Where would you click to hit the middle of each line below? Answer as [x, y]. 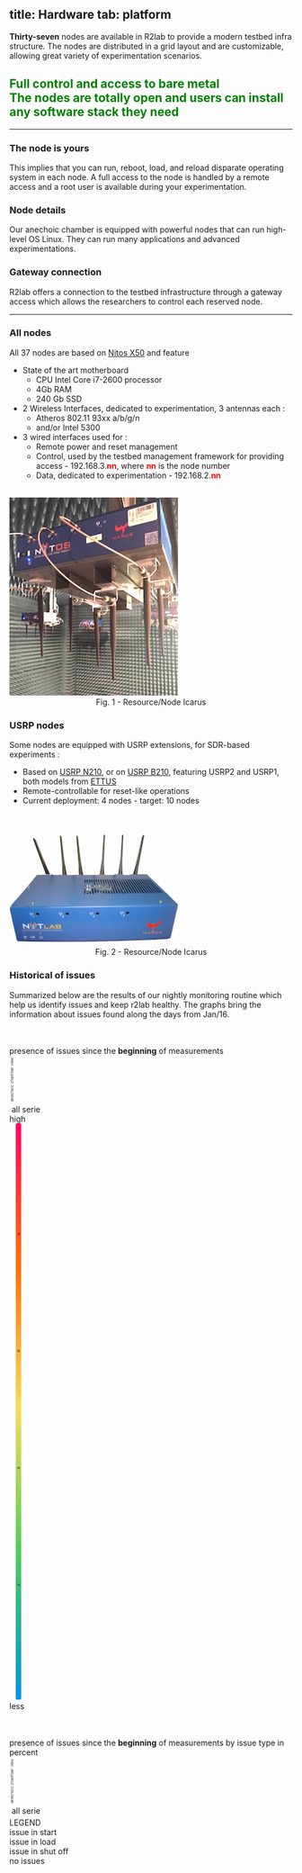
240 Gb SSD [59, 399]
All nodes [31, 333]
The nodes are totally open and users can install [147, 98]
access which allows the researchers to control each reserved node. [136, 302]
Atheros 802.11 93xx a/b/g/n [88, 418]
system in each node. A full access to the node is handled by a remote [139, 177]
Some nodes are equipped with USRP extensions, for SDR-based [129, 745]
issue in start [33, 1832]
